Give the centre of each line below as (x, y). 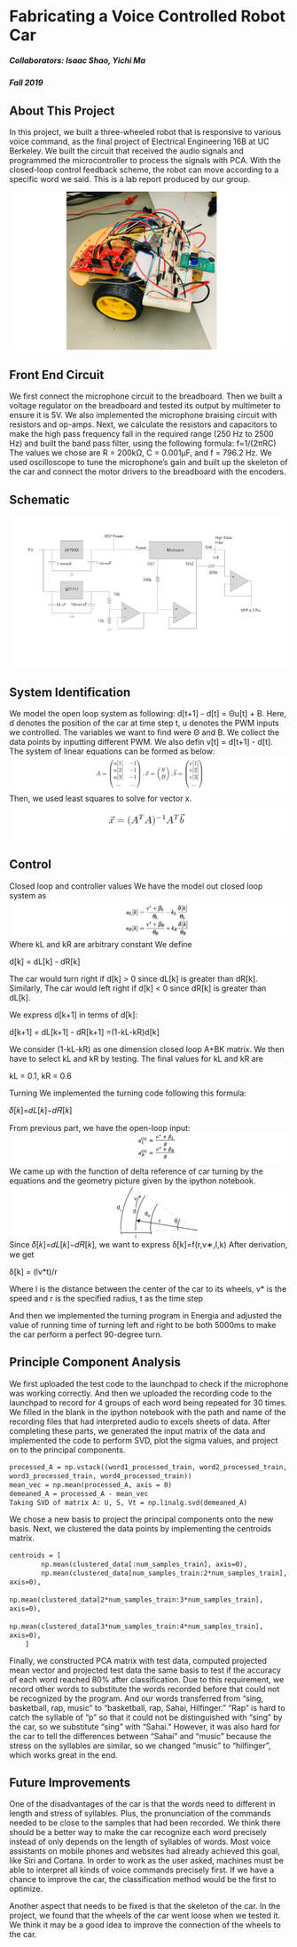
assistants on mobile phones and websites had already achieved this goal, (145, 1851)
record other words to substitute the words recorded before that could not (145, 1689)
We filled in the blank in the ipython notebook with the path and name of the (148, 1412)
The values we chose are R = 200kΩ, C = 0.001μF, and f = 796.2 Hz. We (141, 453)
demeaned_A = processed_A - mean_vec (79, 1493)
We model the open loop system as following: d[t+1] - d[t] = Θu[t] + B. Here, (148, 713)
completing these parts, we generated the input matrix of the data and (137, 1430)
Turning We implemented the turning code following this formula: (128, 1093)
